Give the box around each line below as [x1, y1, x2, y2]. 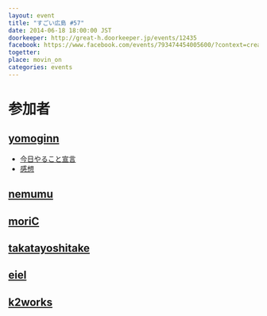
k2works [8, 295, 53, 309]
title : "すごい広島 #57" [8, 19, 85, 27]
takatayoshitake [8, 241, 90, 255]
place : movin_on [8, 56, 62, 64]
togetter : [8, 48, 41, 56]
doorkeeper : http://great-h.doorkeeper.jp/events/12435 [8, 33, 197, 42]
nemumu [8, 187, 54, 201]
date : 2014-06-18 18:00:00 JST [8, 26, 112, 34]
